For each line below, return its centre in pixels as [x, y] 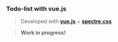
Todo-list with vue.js [36, 9]
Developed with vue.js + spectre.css [66, 22]
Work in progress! [43, 33]
